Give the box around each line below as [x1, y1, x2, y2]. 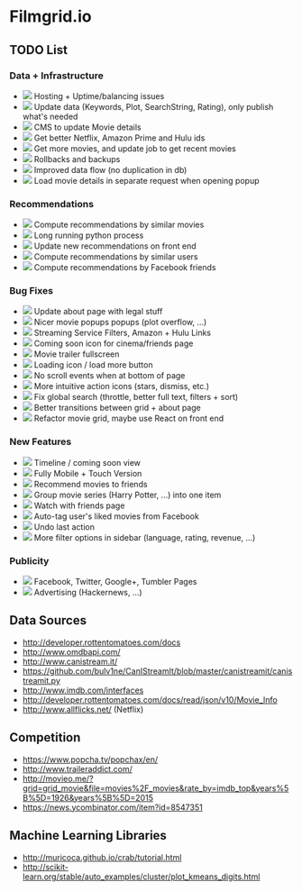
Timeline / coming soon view [33, 457, 142, 468]
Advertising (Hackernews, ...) [33, 587, 142, 598]
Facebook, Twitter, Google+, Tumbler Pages [33, 577, 197, 587]
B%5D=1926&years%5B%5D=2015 [22, 792, 153, 803]
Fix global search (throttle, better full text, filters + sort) [33, 392, 239, 403]
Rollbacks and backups [33, 153, 121, 164]
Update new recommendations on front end [33, 241, 197, 251]
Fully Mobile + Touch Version [33, 468, 142, 478]
